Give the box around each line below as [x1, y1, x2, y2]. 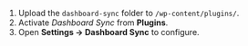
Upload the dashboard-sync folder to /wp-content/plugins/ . [17, 8, 240, 18]
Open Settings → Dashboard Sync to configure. [17, 27, 200, 37]
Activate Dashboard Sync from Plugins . [17, 17, 169, 28]
